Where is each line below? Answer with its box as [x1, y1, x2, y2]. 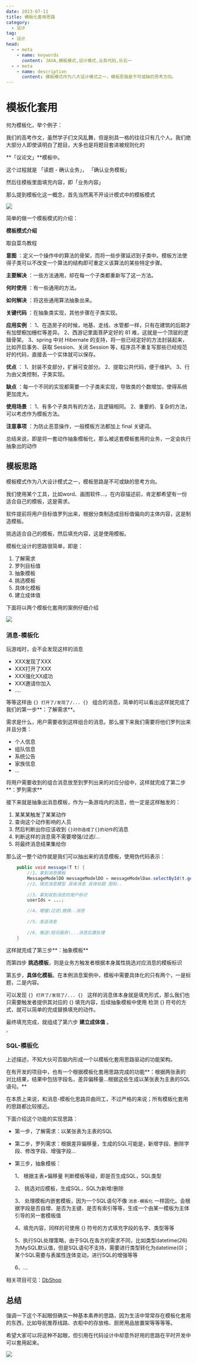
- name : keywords [16, 52, 59, 58]
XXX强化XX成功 [14, 672, 53, 680]
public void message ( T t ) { [16, 865, 85, 871]
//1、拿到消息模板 [27, 870, 66, 876]
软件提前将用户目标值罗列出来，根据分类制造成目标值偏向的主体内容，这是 [6, 510, 186, 517]
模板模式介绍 [6, 227, 37, 234]
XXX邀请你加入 [14, 680, 52, 687]
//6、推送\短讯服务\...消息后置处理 [27, 930, 106, 936]
